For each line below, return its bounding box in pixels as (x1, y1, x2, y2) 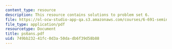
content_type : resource (5, 7, 56, 13)
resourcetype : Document (5, 27, 56, 32)
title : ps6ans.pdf (5, 31, 45, 36)
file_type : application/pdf (5, 21, 66, 27)
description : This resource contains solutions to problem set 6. (5, 12, 150, 17)
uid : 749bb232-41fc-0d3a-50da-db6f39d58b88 (5, 36, 100, 41)
